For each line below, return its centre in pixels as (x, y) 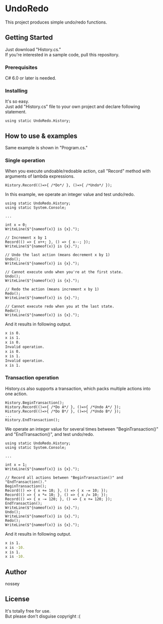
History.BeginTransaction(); (35, 403)
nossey (12, 584)
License (17, 599)
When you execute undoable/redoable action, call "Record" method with (78, 171)
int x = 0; (16, 225)
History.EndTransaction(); (32, 420)
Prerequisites (21, 67)
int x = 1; (16, 464)
